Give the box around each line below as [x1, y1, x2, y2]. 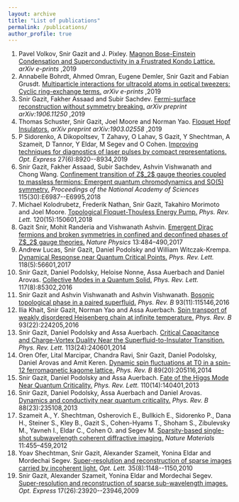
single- [204, 426, 225, 435]
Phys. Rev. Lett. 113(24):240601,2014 [18, 343, 127, 352]
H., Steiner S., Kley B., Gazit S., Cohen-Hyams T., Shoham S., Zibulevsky [18, 419, 230, 428]
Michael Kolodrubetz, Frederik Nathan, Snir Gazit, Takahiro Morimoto [18, 200, 220, 209]
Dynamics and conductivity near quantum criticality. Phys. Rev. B [18, 396, 209, 405]
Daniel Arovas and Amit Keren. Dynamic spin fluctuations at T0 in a [18, 359, 214, 367]
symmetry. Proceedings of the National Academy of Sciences [18, 185, 199, 194]
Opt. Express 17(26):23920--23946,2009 [18, 486, 139, 495]
